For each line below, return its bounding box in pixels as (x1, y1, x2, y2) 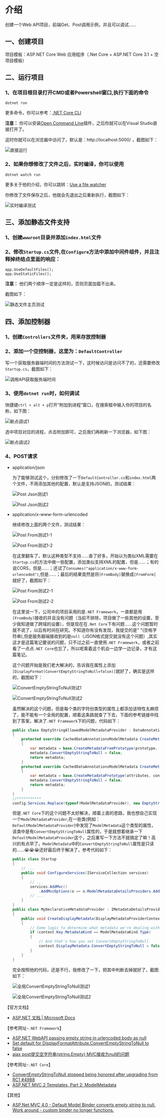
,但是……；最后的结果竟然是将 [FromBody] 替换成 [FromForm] (38, 571, 156, 577)
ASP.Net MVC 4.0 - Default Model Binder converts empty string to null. (12, 1102, 156, 1108)
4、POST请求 (5, 453, 38, 460)
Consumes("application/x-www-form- (66, 566, 139, 571)
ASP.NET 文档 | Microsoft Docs (12, 1014, 75, 1020)
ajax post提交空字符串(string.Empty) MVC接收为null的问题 (12, 1051, 130, 1057)
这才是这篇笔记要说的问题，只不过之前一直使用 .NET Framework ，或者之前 (12, 639, 160, 645)
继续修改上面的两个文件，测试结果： (12, 521, 86, 527)
